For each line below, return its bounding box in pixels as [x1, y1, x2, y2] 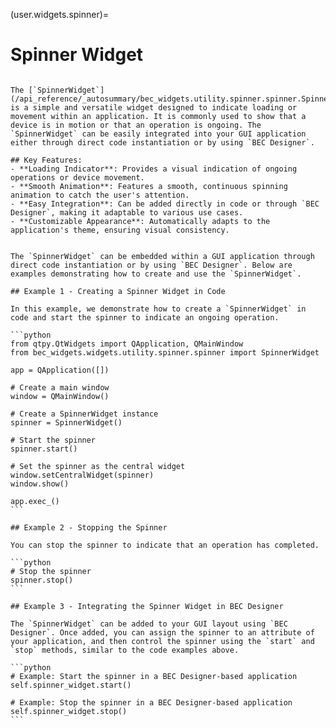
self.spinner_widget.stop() [10, 706, 128, 716]
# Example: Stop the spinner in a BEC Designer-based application [10, 697, 293, 708]
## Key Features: [10, 155, 83, 165]
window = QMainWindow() [10, 391, 110, 401]
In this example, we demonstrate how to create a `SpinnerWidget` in [10, 304, 307, 314]
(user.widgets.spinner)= [10, 9, 110, 20]
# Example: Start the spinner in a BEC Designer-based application [10, 671, 298, 681]
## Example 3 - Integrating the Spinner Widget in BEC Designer [10, 601, 284, 611]
